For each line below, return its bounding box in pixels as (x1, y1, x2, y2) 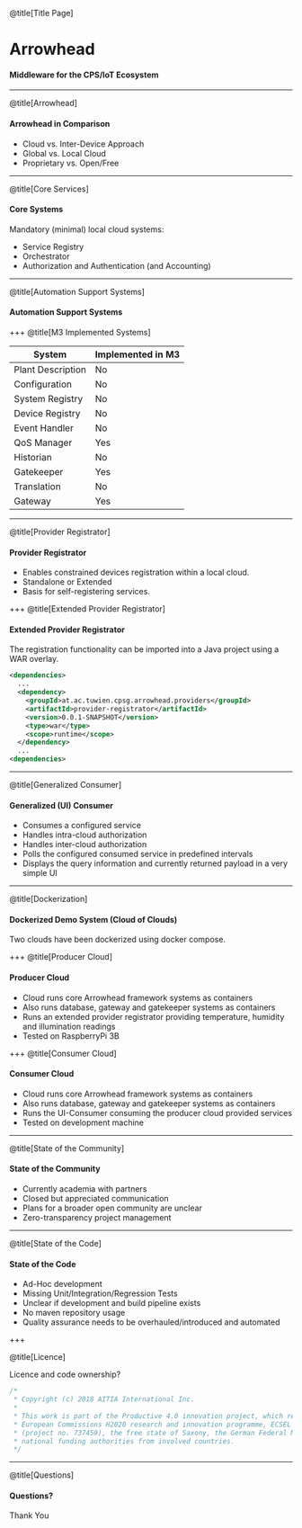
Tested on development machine (22, 1117, 145, 1128)
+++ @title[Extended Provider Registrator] (9, 603, 166, 614)
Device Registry (13, 407, 81, 419)
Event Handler (13, 422, 74, 434)
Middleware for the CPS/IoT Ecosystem (9, 69, 159, 80)
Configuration (13, 378, 72, 390)
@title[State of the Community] (9, 1142, 125, 1154)
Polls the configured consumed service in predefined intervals (22, 849, 253, 860)
